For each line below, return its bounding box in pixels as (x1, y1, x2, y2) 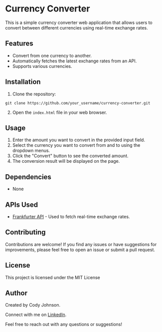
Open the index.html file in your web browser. (12, 109, 107, 115)
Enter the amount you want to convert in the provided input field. (12, 137, 146, 143)
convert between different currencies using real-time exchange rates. (5, 24, 148, 30)
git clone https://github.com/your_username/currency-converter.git (5, 100, 151, 105)
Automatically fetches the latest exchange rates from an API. (12, 58, 137, 64)
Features (5, 39, 33, 48)
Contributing (5, 228, 46, 237)
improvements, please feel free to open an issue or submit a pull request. (5, 247, 156, 253)
